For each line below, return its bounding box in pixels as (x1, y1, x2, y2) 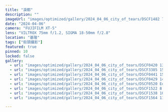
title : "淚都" (5, 7, 33, 12)
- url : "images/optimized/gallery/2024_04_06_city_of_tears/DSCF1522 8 (9, 86, 162, 91)
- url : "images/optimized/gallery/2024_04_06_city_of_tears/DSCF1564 (9, 95, 157, 100)
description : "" (5, 12, 39, 17)
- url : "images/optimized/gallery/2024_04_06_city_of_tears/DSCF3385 (9, 68, 157, 73)
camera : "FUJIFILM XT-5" (5, 26, 57, 31)
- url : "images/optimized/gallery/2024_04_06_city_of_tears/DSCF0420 (9, 63, 157, 68)
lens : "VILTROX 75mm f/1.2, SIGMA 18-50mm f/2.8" (5, 30, 111, 35)
